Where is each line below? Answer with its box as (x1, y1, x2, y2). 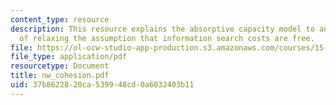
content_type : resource (10, 14, 110, 25)
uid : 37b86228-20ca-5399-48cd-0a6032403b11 (10, 80, 195, 90)
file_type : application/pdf (10, 52, 128, 62)
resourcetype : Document (10, 61, 110, 71)
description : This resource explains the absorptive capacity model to (10, 24, 315, 34)
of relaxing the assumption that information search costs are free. (19, 33, 315, 43)
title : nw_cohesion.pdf (10, 71, 110, 81)
